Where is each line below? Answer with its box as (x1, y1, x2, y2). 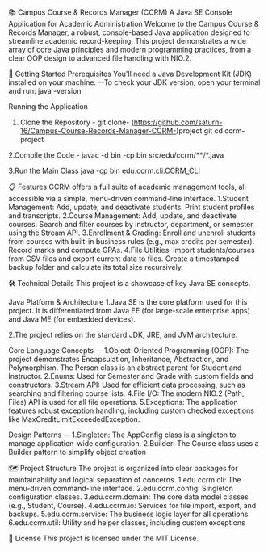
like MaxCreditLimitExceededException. (8, 414, 140, 423)
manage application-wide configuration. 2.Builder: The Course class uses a (8, 439, 259, 448)
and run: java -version (8, 86, 82, 95)
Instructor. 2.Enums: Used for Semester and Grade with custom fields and (8, 372, 254, 381)
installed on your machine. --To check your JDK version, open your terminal (8, 78, 261, 87)
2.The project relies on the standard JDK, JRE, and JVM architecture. (8, 330, 238, 339)
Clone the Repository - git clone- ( (19, 117, 135, 127)
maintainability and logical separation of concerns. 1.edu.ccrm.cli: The (8, 475, 242, 484)
